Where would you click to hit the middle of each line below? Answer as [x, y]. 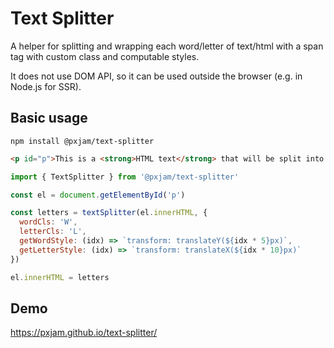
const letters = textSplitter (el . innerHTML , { [109, 213]
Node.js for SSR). [46, 86]
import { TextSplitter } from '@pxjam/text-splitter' [125, 177]
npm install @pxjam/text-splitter [82, 141]
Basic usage [49, 118]
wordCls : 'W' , [48, 222]
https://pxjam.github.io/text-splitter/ [84, 333]
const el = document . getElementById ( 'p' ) [98, 195]
